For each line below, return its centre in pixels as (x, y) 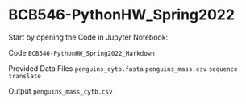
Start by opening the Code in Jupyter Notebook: (88, 37)
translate (25, 76)
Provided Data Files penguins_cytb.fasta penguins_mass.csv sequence (123, 68)
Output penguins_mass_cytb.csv (60, 91)
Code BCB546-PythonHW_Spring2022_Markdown (81, 52)
